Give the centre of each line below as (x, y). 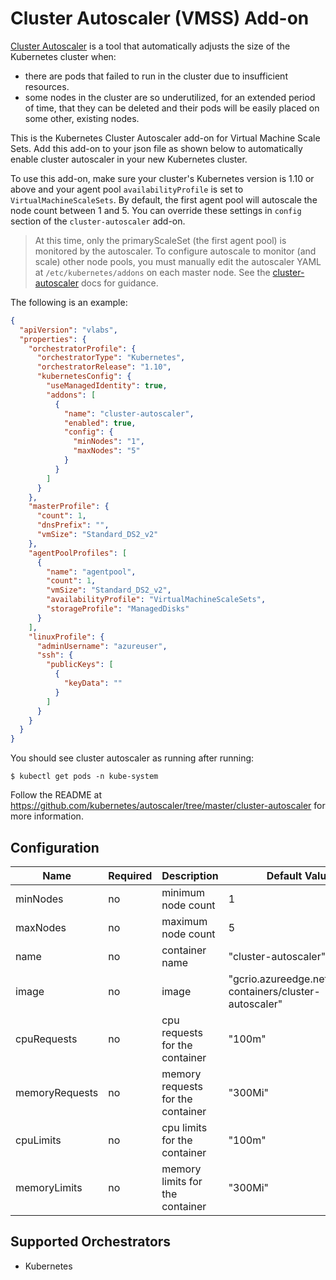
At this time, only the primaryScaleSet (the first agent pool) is (160, 240)
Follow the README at (56, 795)
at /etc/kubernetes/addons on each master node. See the (152, 272)
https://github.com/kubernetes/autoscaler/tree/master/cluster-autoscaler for (168, 806)
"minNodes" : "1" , (109, 442)
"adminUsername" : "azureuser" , (102, 646)
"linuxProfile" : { (66, 637)
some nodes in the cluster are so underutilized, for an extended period (170, 97)
